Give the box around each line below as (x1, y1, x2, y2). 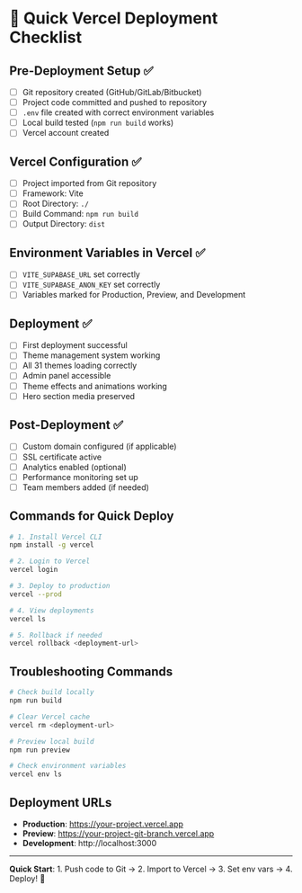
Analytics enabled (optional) (22, 461, 128, 472)
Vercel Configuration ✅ (9, 154, 142, 169)
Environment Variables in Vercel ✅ (9, 245, 206, 260)
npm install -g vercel (9, 540, 94, 549)
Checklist (9, 27, 83, 48)
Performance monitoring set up (22, 471, 139, 482)
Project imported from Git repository (22, 178, 157, 189)
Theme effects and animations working (22, 380, 168, 391)
